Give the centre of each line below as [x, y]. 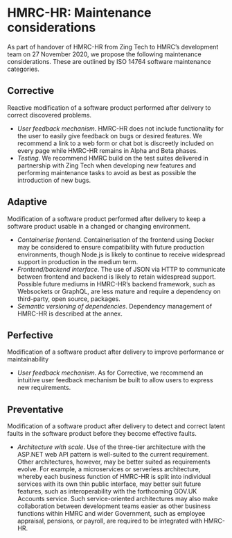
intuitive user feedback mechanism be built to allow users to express [115, 380]
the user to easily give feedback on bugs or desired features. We [110, 136]
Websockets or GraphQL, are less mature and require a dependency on [119, 291]
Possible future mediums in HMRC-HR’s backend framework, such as [116, 284]
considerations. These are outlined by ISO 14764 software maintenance [109, 61]
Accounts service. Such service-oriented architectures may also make [117, 499]
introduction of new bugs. [54, 180]
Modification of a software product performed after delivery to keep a [107, 219]
